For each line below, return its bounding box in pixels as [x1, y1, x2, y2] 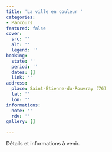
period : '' [11, 63, 38, 70]
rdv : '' [11, 113, 31, 119]
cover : [6, 31, 22, 37]
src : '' [11, 36, 31, 42]
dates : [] [11, 69, 35, 75]
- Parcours [6, 20, 33, 25]
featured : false [6, 25, 46, 31]
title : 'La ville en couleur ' [6, 8, 83, 15]
